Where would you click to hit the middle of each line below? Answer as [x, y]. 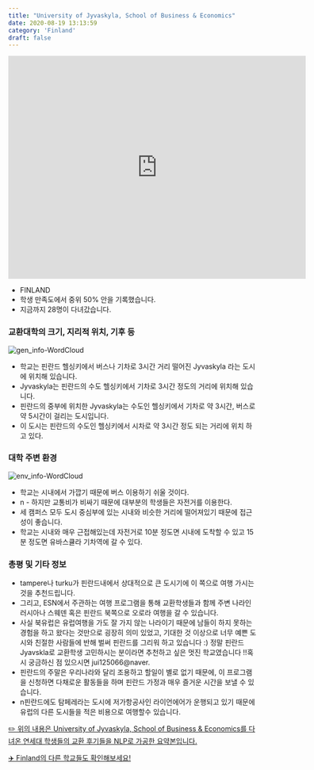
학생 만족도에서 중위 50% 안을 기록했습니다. [88, 300]
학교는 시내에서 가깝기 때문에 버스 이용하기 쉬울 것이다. [104, 492]
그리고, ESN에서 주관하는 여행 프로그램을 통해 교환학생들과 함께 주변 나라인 [136, 603]
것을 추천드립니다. [47, 593]
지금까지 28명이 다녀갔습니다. [65, 309]
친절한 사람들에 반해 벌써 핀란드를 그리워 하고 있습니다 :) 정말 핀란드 [139, 642]
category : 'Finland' [42, 30]
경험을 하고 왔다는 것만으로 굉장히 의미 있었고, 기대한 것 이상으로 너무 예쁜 [134, 633]
